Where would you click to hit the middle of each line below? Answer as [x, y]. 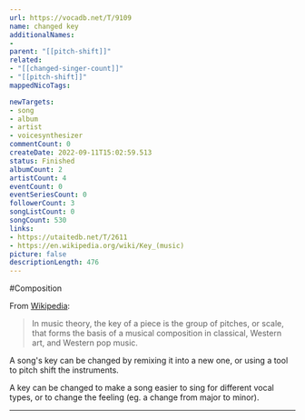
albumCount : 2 [36, 169]
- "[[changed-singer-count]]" [67, 69]
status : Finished [42, 161]
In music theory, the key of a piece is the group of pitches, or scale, [157, 324]
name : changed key [44, 26]
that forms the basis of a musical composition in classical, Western [157, 334]
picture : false [38, 254]
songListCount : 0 [42, 212]
